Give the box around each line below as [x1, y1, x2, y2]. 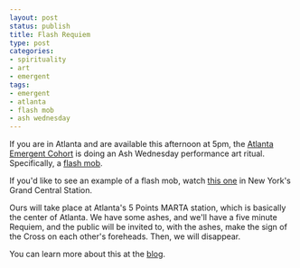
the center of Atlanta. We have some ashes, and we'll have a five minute [9, 212, 277, 223]
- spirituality [9, 55, 67, 64]
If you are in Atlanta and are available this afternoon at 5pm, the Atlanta [9, 139, 274, 150]
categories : [9, 47, 54, 56]
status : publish [9, 22, 70, 31]
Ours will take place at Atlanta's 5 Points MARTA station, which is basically [9, 202, 286, 213]
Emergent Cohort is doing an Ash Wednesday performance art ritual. [9, 148, 265, 159]
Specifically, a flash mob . [9, 158, 103, 169]
